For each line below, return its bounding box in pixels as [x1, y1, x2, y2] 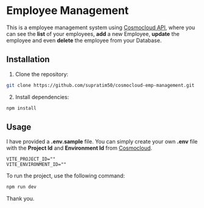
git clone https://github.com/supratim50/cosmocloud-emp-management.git [6, 82, 195, 88]
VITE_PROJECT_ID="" [6, 156, 56, 162]
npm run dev [6, 184, 37, 190]
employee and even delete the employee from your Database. [6, 36, 162, 44]
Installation [6, 54, 50, 64]
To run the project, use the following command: [6, 172, 125, 179]
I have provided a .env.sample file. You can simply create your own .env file [6, 138, 198, 145]
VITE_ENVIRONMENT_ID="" [6, 162, 67, 168]
